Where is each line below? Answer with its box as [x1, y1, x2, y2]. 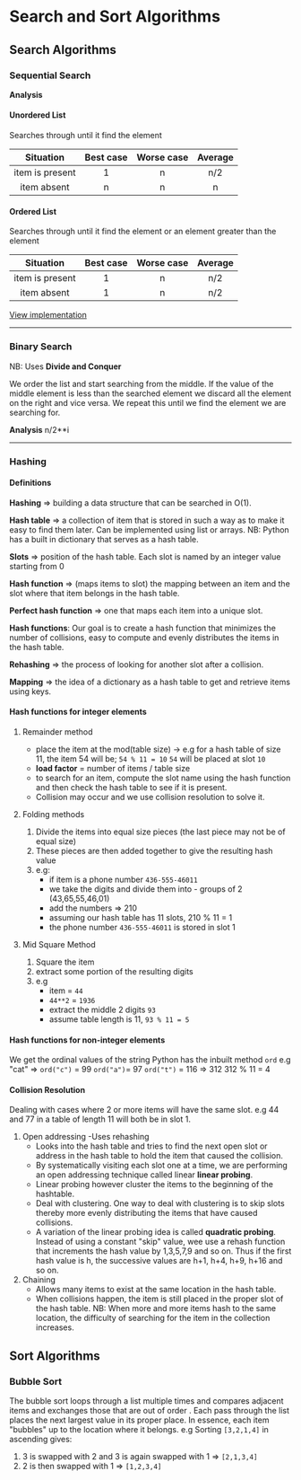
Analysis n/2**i [9, 424, 70, 435]
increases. [35, 1322, 74, 1333]
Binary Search [9, 340, 73, 353]
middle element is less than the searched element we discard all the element [9, 388, 292, 399]
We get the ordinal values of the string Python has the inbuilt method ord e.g [9, 1054, 291, 1065]
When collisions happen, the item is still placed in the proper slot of [35, 1293, 284, 1304]
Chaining [21, 1274, 56, 1285]
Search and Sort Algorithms [9, 6, 221, 27]
